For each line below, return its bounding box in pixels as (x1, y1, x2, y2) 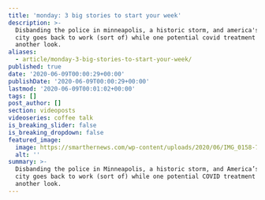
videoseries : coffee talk (8, 114, 93, 122)
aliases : (8, 48, 37, 56)
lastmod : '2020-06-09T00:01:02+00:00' (8, 84, 136, 93)
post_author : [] (8, 99, 62, 107)
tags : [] (8, 92, 37, 100)
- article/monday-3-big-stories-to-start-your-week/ (15, 56, 192, 64)
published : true (8, 63, 62, 71)
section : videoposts (8, 107, 77, 115)
